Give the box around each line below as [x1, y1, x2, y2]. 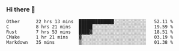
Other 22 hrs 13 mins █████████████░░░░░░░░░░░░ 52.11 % [6, 19, 173, 25]
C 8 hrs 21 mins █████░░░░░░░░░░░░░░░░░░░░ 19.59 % [6, 24, 173, 30]
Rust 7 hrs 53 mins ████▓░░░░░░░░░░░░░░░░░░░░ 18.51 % [6, 29, 173, 35]
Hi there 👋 [6, 5, 36, 14]
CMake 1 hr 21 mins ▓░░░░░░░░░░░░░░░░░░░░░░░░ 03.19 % [6, 34, 173, 40]
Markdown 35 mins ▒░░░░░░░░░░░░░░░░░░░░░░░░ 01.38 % [6, 40, 173, 46]
